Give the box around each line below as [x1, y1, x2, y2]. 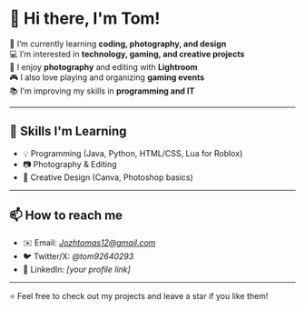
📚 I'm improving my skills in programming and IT [9, 85, 195, 96]
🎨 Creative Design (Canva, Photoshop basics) [22, 172, 193, 183]
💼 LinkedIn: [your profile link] [22, 264, 132, 275]
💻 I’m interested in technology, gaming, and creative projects [9, 48, 245, 59]
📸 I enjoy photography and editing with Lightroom [9, 61, 198, 72]
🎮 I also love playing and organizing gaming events [9, 72, 205, 83]
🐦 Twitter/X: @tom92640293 [22, 250, 134, 262]
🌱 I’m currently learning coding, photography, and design [9, 38, 227, 49]
